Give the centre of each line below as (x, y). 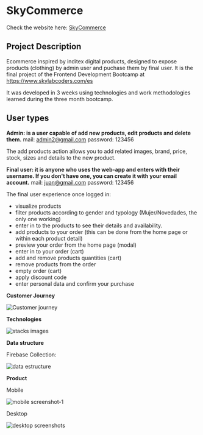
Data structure (25, 342)
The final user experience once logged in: (59, 194)
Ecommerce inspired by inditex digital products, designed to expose (92, 61)
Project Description (44, 47)
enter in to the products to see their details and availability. (89, 225)
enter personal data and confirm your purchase (74, 283)
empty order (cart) (38, 271)
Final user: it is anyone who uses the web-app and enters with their (93, 169)
